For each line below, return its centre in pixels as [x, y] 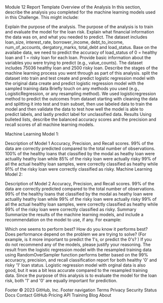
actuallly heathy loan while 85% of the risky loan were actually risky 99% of [81, 159]
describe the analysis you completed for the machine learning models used [80, 12]
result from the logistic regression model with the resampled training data [78, 250]
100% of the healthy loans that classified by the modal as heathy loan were [80, 154]
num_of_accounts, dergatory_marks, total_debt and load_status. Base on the [81, 47]
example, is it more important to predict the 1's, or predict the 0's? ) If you [78, 239]
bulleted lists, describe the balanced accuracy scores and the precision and [81, 119]
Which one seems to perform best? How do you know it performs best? [76, 229]
